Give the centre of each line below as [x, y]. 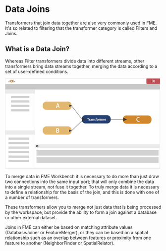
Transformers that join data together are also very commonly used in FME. [81, 23]
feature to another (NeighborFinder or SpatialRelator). [60, 243]
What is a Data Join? [37, 49]
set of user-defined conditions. [37, 71]
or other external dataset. [31, 217]
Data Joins [28, 9]
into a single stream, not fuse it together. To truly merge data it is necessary [82, 187]
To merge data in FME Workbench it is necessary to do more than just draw [82, 176]
